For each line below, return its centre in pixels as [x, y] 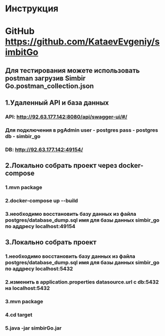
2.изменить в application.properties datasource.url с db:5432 [82, 282]
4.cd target [19, 315]
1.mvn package [24, 188]
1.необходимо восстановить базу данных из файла [70, 256]
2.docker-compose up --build [41, 201]
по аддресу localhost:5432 [39, 269]
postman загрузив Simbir [45, 78]
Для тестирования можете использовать [72, 71]
